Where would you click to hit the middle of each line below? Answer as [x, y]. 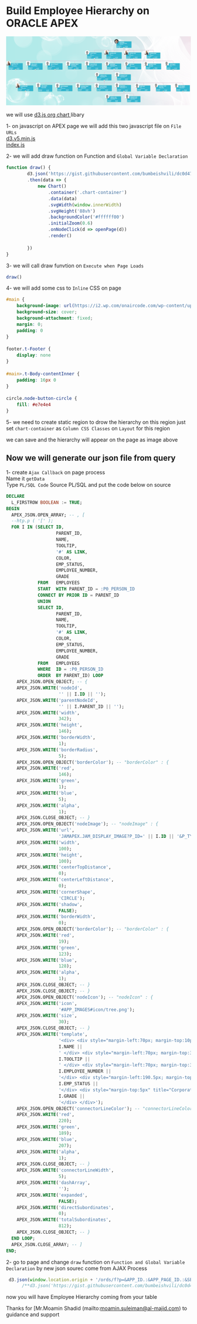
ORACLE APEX [42, 23]
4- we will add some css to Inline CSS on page [64, 288]
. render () [60, 236]
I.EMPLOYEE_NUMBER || [85, 1071]
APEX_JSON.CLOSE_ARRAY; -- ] [47, 1244]
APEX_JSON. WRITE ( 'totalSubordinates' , [64, 1220]
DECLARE [16, 496]
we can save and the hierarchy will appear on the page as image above [92, 440]
